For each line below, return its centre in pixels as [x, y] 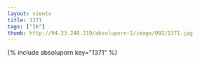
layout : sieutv [29, 13]
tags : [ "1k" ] [26, 26]
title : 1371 [25, 20]
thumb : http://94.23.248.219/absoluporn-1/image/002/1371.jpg [100, 33]
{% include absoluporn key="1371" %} [62, 53]
